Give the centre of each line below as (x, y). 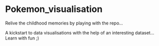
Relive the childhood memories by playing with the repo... (64, 23)
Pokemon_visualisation (54, 9)
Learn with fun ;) (22, 38)
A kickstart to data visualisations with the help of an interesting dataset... (80, 32)
